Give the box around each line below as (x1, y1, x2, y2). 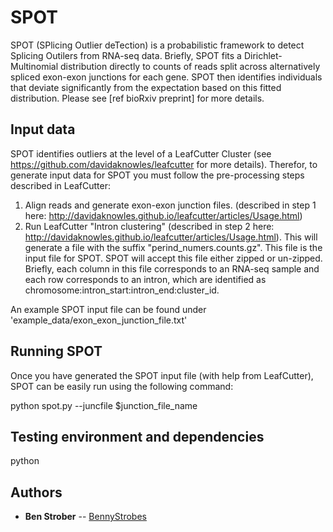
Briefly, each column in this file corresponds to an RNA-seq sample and (24, 262, 320, 275)
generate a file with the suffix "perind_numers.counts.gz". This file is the (24, 241, 323, 253)
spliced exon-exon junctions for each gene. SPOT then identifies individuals (10, 71, 323, 83)
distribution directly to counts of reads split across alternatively (60, 60, 321, 72)
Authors (10, 484, 63, 501)
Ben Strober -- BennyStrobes (24, 511, 147, 523)
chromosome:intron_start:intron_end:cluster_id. (24, 284, 220, 296)
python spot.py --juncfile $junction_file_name (10, 399, 198, 411)
